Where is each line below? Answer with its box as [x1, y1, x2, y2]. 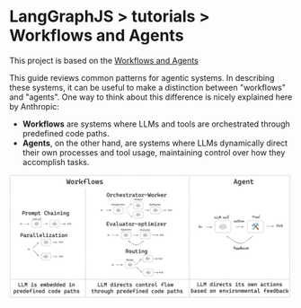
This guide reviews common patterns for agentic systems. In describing [9, 72, 275, 83]
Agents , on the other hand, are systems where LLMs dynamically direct [22, 137, 288, 148]
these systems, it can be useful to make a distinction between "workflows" [9, 82, 286, 92]
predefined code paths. [22, 128, 110, 138]
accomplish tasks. [22, 156, 90, 167]
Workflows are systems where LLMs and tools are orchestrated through [22, 119, 290, 129]
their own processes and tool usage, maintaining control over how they [22, 146, 286, 158]
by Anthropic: [9, 101, 60, 111]
